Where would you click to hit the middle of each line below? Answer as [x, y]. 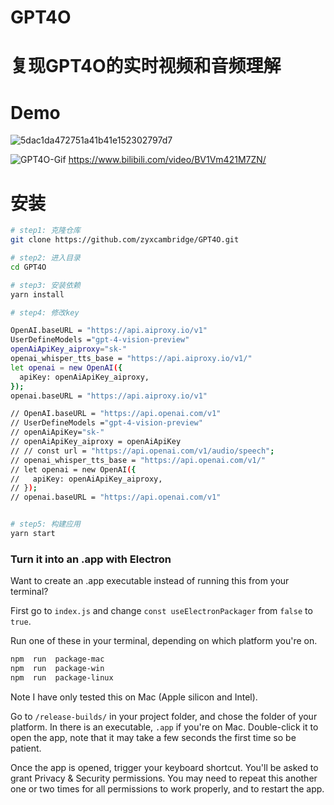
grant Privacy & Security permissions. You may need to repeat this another [164, 778]
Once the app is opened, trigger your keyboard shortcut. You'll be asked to [164, 767]
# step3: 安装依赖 [45, 285]
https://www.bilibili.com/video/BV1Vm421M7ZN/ [167, 160]
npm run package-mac [57, 659]
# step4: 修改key [45, 312]
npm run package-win [57, 669]
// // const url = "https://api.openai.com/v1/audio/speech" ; [142, 451]
